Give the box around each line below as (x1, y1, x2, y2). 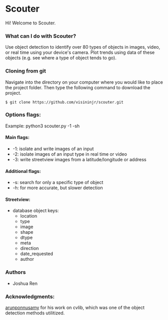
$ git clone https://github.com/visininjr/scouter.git (5, 99, 124, 104)
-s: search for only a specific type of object (12, 180, 104, 186)
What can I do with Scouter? (5, 32, 76, 40)
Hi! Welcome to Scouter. (5, 20, 56, 26)
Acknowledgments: (5, 293, 55, 300)
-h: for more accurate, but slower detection (12, 185, 103, 191)
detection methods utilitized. (5, 310, 65, 316)
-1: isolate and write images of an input (12, 146, 94, 152)
